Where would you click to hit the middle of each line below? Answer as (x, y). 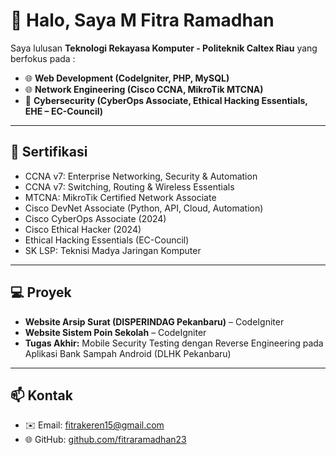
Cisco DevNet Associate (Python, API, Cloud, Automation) (144, 208)
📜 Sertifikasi (49, 152)
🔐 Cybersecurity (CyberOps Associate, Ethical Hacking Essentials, (166, 100)
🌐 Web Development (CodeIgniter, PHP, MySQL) (127, 78)
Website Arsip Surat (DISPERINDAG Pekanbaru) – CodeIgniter (154, 321)
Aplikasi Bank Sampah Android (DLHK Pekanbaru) (128, 353)
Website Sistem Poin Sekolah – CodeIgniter (115, 332)
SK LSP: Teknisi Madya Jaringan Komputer (113, 250)
